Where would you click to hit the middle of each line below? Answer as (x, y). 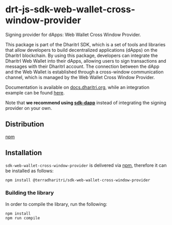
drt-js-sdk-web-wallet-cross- (70, 10)
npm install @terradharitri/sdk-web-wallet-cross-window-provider (78, 180)
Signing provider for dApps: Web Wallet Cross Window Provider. (73, 34)
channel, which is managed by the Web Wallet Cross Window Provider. (80, 77)
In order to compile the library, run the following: (56, 204)
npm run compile (23, 218)
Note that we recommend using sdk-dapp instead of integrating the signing (86, 102)
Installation (24, 153)
